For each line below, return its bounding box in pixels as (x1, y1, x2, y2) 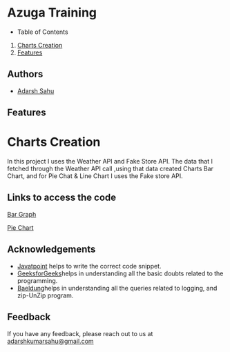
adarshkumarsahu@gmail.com (7, 337, 95, 345)
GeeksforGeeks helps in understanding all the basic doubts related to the (17, 269, 224, 277)
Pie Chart (7, 223, 34, 232)
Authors (7, 68, 44, 80)
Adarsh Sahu (17, 86, 55, 95)
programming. (17, 276, 58, 284)
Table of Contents (17, 28, 68, 36)
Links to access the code (7, 192, 117, 204)
